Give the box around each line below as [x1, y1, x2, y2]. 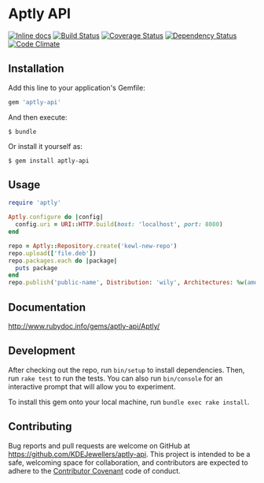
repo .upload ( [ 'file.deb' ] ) [8, 249, 97, 257]
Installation [8, 62, 64, 76]
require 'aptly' [8, 199, 61, 207]
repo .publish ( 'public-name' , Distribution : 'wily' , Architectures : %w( [8, 279, 247, 287]
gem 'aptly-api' [8, 98, 61, 106]
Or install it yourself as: [8, 141, 82, 150]
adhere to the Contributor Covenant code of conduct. [8, 466, 181, 475]
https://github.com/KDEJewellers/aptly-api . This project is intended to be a [8, 449, 251, 459]
